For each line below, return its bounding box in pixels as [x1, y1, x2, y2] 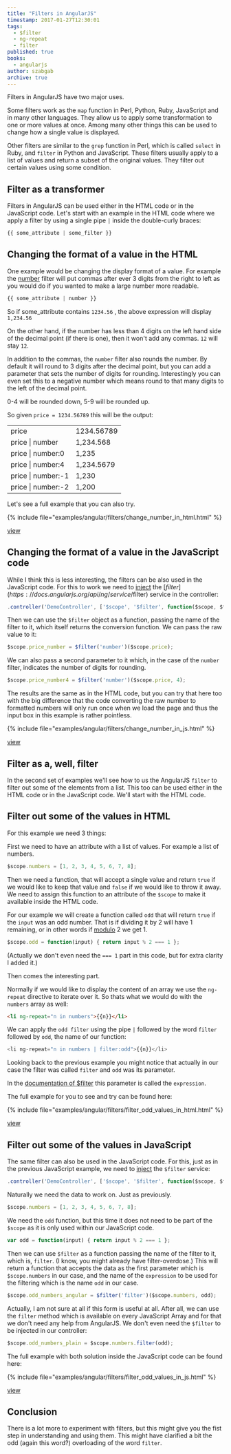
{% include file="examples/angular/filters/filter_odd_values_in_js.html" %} [7, 1373, 217, 1381]
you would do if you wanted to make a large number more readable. [7, 282, 199, 290]
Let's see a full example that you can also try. [7, 500, 135, 508]
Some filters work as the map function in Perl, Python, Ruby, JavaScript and [7, 106, 219, 114]
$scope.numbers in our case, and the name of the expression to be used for [7, 1271, 218, 1279]
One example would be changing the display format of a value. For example [7, 266, 221, 275]
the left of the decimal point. [7, 383, 87, 392]
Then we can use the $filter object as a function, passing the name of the [7, 615, 220, 624]
